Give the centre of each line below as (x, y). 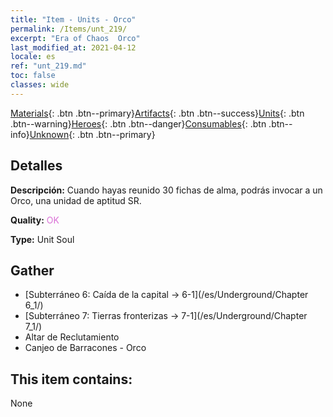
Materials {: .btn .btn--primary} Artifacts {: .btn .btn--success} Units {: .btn (157, 113)
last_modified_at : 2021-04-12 (73, 47)
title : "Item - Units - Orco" (73, 19)
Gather (32, 270)
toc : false (33, 76)
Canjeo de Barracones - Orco (85, 348)
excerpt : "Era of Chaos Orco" (75, 38)
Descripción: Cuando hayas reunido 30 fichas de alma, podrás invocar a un (166, 190)
